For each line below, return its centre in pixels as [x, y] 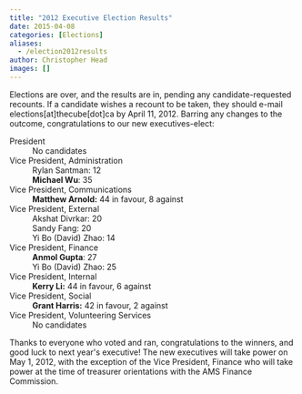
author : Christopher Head [58, 60]
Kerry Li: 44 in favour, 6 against [92, 286]
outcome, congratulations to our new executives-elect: [112, 123]
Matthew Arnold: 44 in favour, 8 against [108, 199]
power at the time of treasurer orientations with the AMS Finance [131, 371]
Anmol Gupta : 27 [65, 257]
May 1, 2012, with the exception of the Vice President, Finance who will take [151, 361]
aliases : [26, 43]
